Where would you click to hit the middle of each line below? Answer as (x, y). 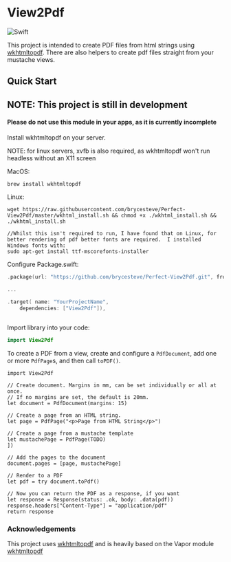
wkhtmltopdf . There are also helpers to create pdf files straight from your (111, 52)
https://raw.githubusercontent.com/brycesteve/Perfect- (104, 209)
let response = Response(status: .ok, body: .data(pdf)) (90, 500)
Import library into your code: (48, 327)
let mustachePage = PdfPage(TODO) (57, 440)
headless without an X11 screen (52, 158)
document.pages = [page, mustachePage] (64, 464)
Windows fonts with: (37, 246)
